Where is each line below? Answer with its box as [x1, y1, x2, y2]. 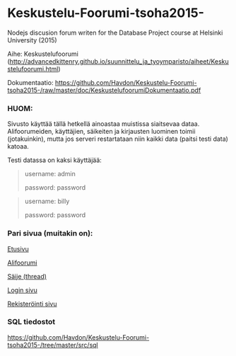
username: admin [24, 170, 76, 178]
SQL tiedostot [7, 317, 56, 327]
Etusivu [7, 244, 30, 253]
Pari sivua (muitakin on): [7, 229, 93, 239]
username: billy [24, 197, 70, 206]
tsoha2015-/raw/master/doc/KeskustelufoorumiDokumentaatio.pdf [7, 86, 201, 94]
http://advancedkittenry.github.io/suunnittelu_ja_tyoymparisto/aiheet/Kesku [9, 57, 230, 65]
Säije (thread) [7, 272, 47, 280]
